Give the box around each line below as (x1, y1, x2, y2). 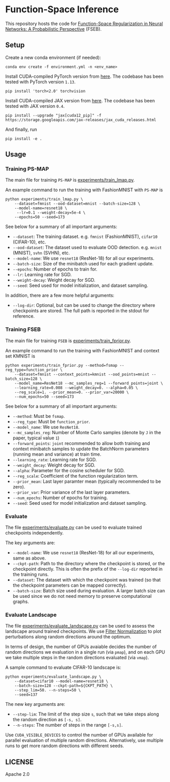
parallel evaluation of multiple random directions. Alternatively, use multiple (5, 738, 163, 744)
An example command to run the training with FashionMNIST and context (5, 347, 160, 353)
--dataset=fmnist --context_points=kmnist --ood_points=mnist (14, 372, 150, 377)
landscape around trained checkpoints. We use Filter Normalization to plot (5, 628, 162, 635)
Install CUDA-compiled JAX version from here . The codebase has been (5, 97, 155, 103)
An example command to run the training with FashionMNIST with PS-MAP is (5, 187, 163, 193)
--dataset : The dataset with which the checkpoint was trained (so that (12, 577, 161, 583)
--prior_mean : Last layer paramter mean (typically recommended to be (12, 478, 161, 484)
